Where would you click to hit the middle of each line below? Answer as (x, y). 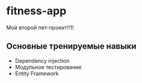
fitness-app (36, 11)
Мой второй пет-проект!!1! (40, 27)
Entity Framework (37, 73)
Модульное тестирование (48, 67)
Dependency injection (42, 60)
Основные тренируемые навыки (71, 46)
